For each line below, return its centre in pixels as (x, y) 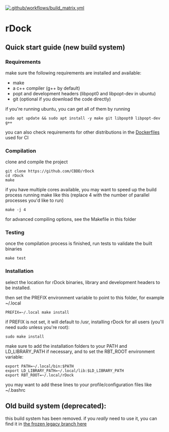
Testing (15, 233)
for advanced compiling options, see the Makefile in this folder (71, 219)
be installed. (18, 288)
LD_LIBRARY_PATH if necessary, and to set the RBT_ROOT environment (80, 351)
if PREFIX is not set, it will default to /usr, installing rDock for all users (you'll (84, 322)
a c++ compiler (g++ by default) (46, 88)
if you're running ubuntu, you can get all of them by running (68, 109)
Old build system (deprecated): (56, 406)
